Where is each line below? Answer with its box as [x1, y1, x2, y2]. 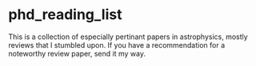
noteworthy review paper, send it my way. [8, 49, 146, 58]
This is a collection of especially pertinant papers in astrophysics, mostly [8, 32, 248, 41]
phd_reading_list [8, 6, 122, 24]
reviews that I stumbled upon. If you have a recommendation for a [8, 40, 226, 49]
